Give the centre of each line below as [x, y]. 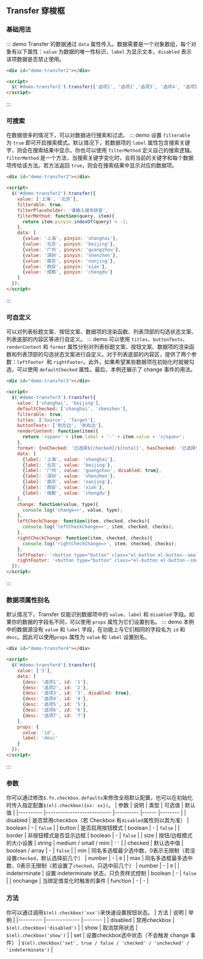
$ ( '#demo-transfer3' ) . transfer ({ [54, 398]
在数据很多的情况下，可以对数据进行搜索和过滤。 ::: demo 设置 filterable [98, 135]
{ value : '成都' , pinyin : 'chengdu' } [67, 272]
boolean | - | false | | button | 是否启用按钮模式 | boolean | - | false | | [93, 828]
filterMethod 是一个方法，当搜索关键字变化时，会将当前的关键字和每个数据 [100, 158]
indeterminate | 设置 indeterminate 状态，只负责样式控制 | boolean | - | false [101, 873]
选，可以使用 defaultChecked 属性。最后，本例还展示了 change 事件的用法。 [101, 369]
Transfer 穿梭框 [36, 11]
